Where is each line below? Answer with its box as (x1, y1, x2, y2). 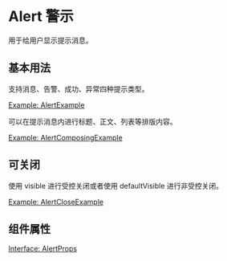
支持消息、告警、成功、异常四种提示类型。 (8, 84, 149, 93)
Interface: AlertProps (8, 244, 78, 254)
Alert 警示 (8, 7, 75, 26)
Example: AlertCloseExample (8, 197, 104, 206)
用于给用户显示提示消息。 (8, 35, 93, 45)
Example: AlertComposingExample (8, 133, 123, 142)
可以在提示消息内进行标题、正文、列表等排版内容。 (8, 116, 177, 126)
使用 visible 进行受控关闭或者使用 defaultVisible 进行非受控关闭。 (8, 181, 223, 190)
